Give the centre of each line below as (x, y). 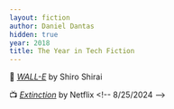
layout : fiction (40, 18)
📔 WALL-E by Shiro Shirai (56, 77)
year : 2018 (30, 43)
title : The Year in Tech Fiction (72, 51)
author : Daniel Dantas (52, 26)
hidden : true (34, 34)
